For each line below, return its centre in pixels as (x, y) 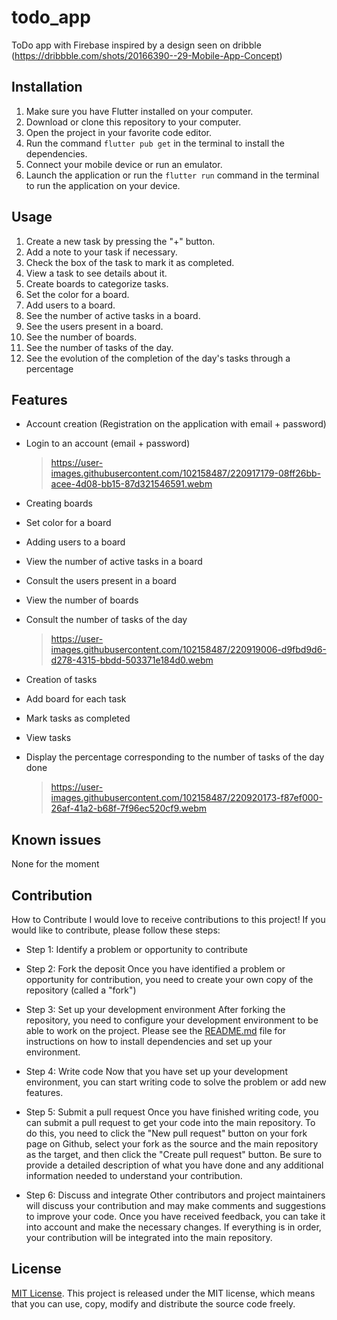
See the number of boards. (81, 337)
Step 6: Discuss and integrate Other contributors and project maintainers (175, 1195)
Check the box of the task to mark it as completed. (130, 262)
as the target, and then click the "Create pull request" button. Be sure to (174, 1154)
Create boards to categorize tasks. (97, 283)
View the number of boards (82, 600)
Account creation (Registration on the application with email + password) (176, 424)
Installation (47, 87)
